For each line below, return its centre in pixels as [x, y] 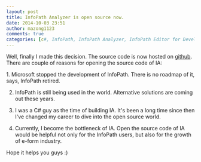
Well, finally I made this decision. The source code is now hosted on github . [99, 56]
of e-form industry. [38, 141]
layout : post [22, 12]
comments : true [25, 34]
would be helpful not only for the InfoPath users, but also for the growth [103, 135]
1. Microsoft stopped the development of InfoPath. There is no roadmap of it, [100, 74]
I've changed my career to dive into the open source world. [88, 117]
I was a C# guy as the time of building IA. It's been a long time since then [105, 110]
